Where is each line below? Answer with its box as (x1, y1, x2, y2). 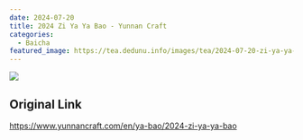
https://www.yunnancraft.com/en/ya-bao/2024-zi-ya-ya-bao (9, 120, 237, 131)
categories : (9, 30, 54, 39)
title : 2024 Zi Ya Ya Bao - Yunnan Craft (9, 22, 168, 31)
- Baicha (17, 38, 50, 48)
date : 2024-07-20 (9, 13, 75, 22)
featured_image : (9, 47, 70, 56)
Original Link (9, 96, 83, 112)
